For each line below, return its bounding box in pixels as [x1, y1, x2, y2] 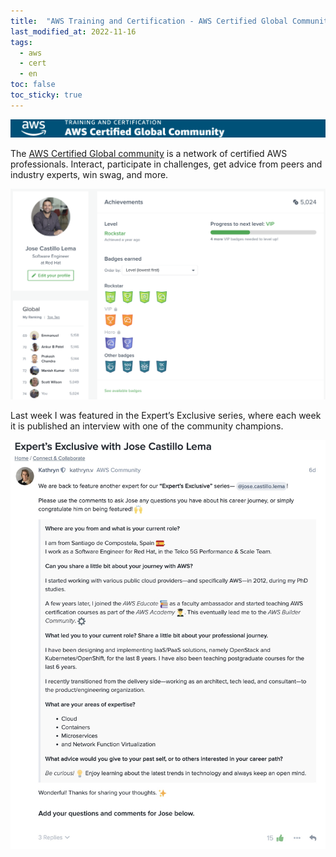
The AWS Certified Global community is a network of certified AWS [10, 148, 288, 160]
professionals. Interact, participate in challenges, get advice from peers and [10, 158, 323, 170]
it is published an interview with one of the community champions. [10, 420, 284, 432]
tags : [10, 37, 33, 47]
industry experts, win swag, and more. [10, 169, 169, 181]
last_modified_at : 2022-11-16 [10, 26, 137, 37]
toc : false [10, 80, 56, 90]
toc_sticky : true [10, 90, 83, 100]
